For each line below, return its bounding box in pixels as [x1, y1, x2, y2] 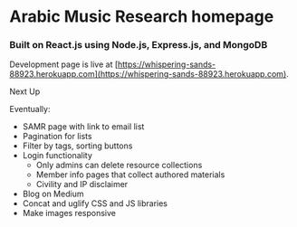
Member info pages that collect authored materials [35, 169, 225, 180]
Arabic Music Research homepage [9, 6, 274, 27]
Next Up [9, 86, 41, 97]
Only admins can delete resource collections [35, 160, 203, 171]
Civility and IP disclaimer [35, 179, 129, 190]
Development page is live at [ [9, 59, 119, 70]
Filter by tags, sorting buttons [22, 140, 133, 151]
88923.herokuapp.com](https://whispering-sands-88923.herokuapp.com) [9, 69, 287, 80]
